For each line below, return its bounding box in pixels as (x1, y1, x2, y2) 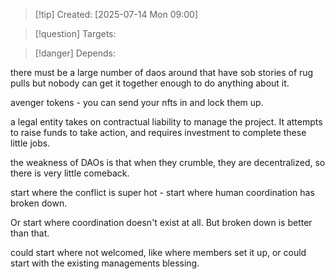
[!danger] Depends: (34, 47, 116, 59)
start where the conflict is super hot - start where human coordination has (10, 187, 315, 198)
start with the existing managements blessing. (10, 257, 200, 269)
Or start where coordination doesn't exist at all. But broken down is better (10, 217, 313, 228)
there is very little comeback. (10, 167, 130, 179)
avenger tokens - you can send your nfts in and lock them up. (10, 97, 264, 108)
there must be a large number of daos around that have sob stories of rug (10, 67, 314, 78)
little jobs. (10, 137, 51, 149)
